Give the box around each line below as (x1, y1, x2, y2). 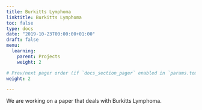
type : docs (6, 25, 34, 32)
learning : (11, 48, 36, 54)
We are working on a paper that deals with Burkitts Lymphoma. (6, 97, 162, 105)
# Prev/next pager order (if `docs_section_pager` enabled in (6, 70, 165, 76)
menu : (6, 43, 20, 49)
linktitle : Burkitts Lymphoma (6, 14, 82, 20)
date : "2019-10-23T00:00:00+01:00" (6, 31, 96, 37)
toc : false (6, 20, 34, 26)
